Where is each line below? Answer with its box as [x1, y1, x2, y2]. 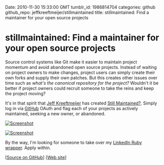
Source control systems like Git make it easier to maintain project [5, 59, 137, 65]
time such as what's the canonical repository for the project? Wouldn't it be [5, 80, 159, 86]
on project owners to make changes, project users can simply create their [5, 69, 156, 75]
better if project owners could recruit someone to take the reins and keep [5, 85, 154, 91]
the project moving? [5, 90, 46, 96]
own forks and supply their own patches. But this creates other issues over [5, 74, 158, 81]
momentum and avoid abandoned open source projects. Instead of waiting [5, 64, 157, 70]
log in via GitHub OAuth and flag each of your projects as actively [5, 105, 138, 111]
